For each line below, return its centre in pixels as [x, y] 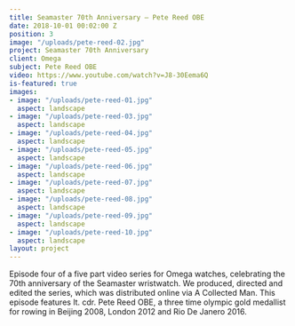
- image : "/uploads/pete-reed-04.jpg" [81, 133]
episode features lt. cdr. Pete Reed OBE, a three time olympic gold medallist [147, 302]
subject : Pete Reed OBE [53, 68]
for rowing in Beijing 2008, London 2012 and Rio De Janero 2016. [128, 312]
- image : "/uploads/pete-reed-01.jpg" [81, 100]
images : [24, 91]
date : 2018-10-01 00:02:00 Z [63, 26]
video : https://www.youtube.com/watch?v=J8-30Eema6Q [109, 76]
